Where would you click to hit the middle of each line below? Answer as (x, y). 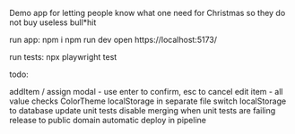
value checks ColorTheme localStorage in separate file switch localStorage (148, 101)
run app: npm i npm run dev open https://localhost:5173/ (113, 40)
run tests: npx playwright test (63, 57)
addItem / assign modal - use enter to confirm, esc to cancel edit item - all (147, 92)
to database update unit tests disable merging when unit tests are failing (143, 110)
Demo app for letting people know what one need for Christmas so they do (147, 13)
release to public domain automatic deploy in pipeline (108, 120)
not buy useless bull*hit (53, 22)
